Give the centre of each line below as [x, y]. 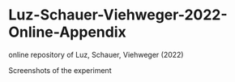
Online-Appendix [68, 32]
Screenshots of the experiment [60, 70]
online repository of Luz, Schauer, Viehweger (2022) [96, 54]
